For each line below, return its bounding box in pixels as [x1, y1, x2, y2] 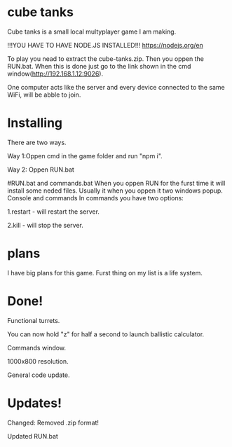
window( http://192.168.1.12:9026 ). [7, 69, 104, 78]
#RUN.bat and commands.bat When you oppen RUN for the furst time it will [7, 179, 226, 187]
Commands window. [7, 343, 67, 352]
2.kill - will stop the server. [7, 221, 84, 229]
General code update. [7, 371, 70, 379]
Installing [7, 115, 63, 131]
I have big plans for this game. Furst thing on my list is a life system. [7, 268, 203, 277]
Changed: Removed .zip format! [7, 418, 100, 427]
